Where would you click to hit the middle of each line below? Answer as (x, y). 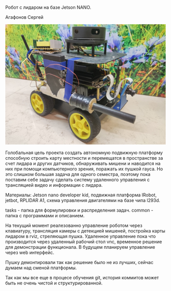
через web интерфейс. (30, 252)
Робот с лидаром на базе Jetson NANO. (48, 7)
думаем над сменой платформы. (41, 268)
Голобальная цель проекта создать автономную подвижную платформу (84, 153)
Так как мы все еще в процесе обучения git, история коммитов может (82, 278)
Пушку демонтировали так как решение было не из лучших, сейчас (79, 262)
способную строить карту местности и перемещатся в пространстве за (84, 158)
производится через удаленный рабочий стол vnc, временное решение (84, 242)
